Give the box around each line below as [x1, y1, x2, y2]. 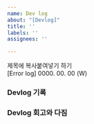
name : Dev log [7, 10, 48, 17]
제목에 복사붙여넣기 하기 [7, 61, 73, 70]
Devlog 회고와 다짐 [7, 107, 68, 117]
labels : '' [7, 29, 39, 37]
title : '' [7, 23, 36, 30]
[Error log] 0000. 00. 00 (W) [7, 70, 88, 78]
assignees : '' [7, 36, 48, 43]
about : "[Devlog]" [7, 17, 60, 23]
